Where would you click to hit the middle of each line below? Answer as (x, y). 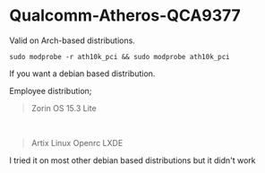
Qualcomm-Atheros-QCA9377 (125, 16)
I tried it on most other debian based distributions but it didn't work (132, 160)
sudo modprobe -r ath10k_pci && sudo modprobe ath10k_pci (120, 56)
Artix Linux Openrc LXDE (77, 143)
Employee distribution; (51, 91)
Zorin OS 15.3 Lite (64, 108)
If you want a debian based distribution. (82, 74)
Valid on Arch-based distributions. (73, 40)
